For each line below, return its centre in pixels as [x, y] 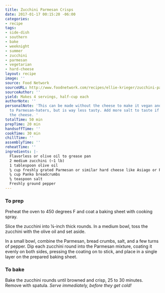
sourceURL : [16, 87]
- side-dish [17, 33]
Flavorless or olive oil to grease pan [50, 156]
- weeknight [17, 46]
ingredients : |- [22, 152]
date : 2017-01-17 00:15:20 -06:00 [41, 14]
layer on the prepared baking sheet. [41, 257]
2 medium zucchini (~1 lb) [37, 161]
